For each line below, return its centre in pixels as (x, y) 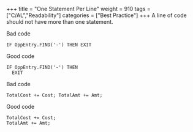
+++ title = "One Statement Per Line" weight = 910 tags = (79, 9)
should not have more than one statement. (60, 22)
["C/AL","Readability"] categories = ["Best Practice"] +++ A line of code (96, 15)
